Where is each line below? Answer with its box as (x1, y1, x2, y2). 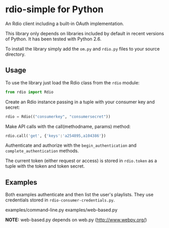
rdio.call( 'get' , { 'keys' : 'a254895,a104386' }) (5, 133, 106, 139)
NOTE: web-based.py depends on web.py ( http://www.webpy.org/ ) (5, 217, 147, 223)
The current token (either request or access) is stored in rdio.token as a (5, 157, 157, 164)
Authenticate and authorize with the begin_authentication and (5, 142, 137, 149)
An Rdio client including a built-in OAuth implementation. (5, 20, 124, 27)
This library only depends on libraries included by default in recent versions (5, 30, 164, 36)
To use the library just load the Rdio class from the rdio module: (5, 79, 140, 85)
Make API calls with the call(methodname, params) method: (5, 123, 131, 129)
